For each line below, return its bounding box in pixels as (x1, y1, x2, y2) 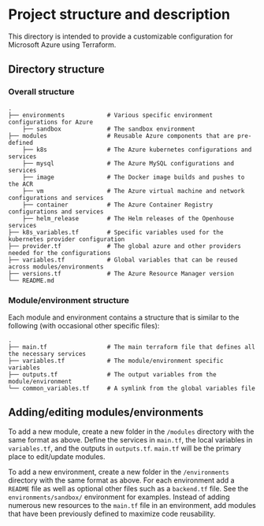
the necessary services (8, 350, 87, 357)
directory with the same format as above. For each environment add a (8, 475, 235, 485)
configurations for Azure (8, 118, 93, 126)
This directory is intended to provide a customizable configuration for (8, 31, 234, 41)
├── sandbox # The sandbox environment (22, 124, 195, 133)
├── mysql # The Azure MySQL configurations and (22, 159, 235, 167)
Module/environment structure (8, 294, 130, 306)
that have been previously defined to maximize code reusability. (8, 509, 216, 518)
